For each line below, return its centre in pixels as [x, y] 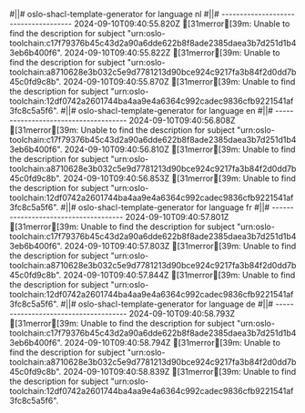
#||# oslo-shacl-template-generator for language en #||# [167, 111]
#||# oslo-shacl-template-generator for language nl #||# [115, 14]
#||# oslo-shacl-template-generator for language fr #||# [165, 207]
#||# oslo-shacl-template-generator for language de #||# [167, 304]
